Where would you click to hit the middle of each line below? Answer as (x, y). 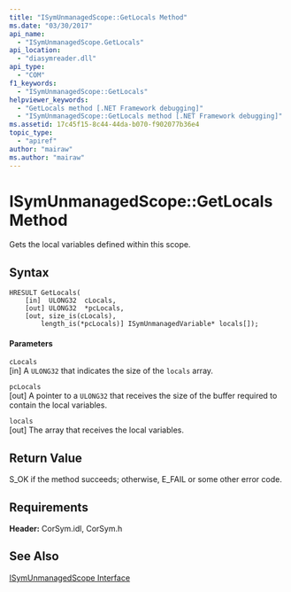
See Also (34, 556)
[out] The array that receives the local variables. (96, 430)
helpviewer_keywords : (49, 100)
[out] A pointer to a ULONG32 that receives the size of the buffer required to (143, 396)
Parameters (31, 343)
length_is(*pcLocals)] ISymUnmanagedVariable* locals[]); (150, 324)
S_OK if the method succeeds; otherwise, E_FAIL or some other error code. (146, 479)
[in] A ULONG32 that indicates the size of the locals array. (111, 371)
